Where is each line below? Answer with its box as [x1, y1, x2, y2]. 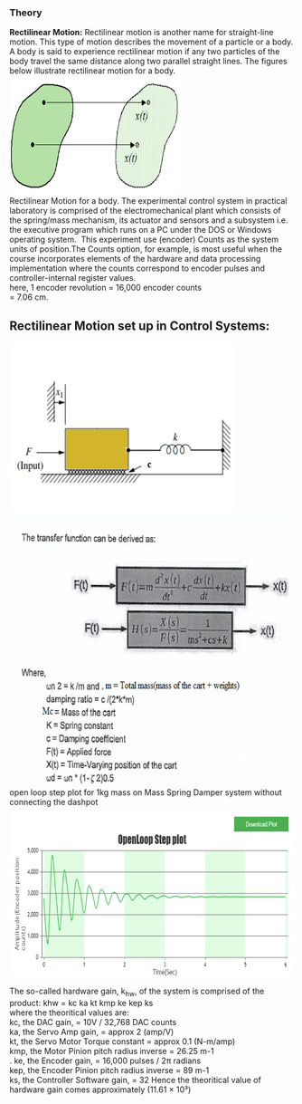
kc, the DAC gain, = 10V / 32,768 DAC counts [9, 1016, 177, 1027]
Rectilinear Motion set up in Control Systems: [9, 318, 270, 333]
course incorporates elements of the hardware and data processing [9, 254, 261, 264]
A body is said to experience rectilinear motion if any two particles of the [9, 46, 280, 57]
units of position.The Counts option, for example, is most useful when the [9, 244, 283, 254]
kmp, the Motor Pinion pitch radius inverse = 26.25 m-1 [9, 1045, 214, 1056]
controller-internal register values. [9, 273, 137, 283]
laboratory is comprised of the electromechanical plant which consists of [9, 206, 282, 216]
